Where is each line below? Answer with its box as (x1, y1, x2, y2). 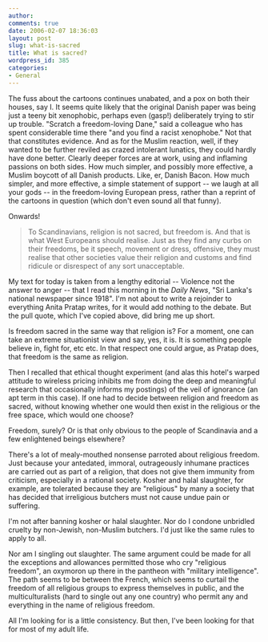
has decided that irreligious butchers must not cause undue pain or (8, 492, 230, 502)
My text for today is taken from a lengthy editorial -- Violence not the (8, 276, 235, 286)
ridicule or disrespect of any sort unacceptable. (27, 261, 185, 270)
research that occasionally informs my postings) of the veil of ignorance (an (8, 384, 258, 394)
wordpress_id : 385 (8, 57, 70, 65)
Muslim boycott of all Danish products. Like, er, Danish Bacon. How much (8, 170, 250, 180)
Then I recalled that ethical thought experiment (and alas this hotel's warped (8, 367, 260, 377)
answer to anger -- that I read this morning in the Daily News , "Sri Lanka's (8, 285, 253, 295)
